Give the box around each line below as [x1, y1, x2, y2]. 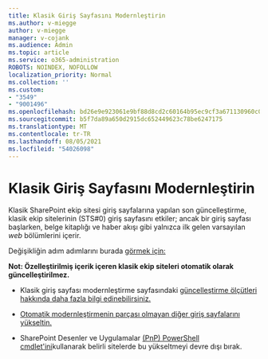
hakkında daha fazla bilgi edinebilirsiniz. [19, 294, 152, 303]
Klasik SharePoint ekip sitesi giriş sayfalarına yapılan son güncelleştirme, [8, 205, 247, 215]
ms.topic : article [8, 49, 69, 57]
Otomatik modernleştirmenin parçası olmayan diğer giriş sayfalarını [19, 310, 241, 319]
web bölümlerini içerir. [8, 231, 81, 240]
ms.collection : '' [8, 78, 69, 86]
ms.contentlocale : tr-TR [8, 130, 91, 138]
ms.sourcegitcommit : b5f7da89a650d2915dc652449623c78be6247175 [8, 115, 223, 123]
